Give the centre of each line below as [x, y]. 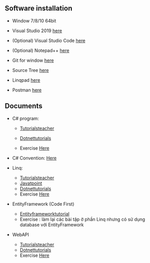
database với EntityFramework [52, 225]
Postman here [27, 90]
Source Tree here [30, 70]
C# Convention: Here [34, 158]
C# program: [26, 118]
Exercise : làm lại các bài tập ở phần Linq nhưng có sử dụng [82, 219]
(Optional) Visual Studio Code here [49, 40]
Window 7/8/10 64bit [34, 20]
